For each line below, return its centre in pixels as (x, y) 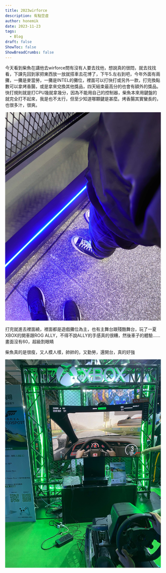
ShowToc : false (21, 47)
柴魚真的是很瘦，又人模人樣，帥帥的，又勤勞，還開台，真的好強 (70, 352)
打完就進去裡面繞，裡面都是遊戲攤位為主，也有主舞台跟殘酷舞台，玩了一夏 (81, 329)
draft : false (19, 42)
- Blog (16, 37)
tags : (11, 32)
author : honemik (22, 21)
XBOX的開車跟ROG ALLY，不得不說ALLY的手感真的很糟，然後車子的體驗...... (83, 335)
